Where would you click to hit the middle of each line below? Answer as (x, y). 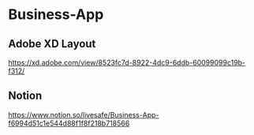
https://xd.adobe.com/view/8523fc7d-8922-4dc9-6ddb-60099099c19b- (127, 62)
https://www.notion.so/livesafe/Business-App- (84, 114)
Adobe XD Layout (52, 44)
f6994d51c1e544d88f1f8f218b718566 (69, 123)
